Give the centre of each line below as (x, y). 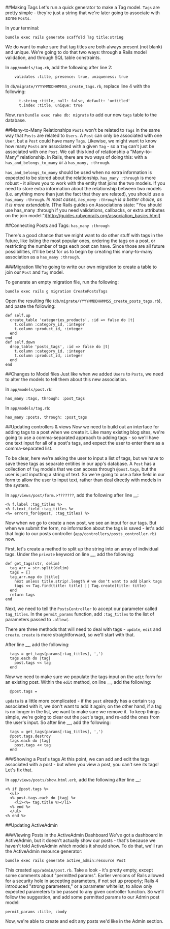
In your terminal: (22, 28)
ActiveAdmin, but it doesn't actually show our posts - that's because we (80, 840)
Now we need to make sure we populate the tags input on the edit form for (84, 677)
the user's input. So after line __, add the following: (58, 722)
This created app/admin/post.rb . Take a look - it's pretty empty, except (79, 870)
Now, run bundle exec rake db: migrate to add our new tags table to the (81, 115)
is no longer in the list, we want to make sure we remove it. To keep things (82, 712)
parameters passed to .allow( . (38, 619)
